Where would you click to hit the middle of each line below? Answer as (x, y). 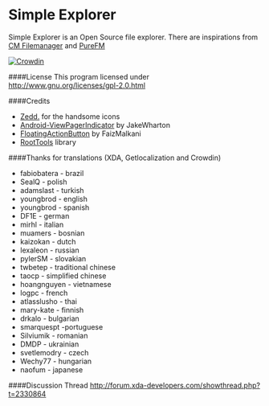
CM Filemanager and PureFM (57, 45)
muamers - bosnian (52, 233)
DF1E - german (45, 215)
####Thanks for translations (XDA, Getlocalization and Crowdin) (115, 158)
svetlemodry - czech (54, 352)
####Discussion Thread (48, 385)
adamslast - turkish (52, 190)
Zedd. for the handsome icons (70, 116)
